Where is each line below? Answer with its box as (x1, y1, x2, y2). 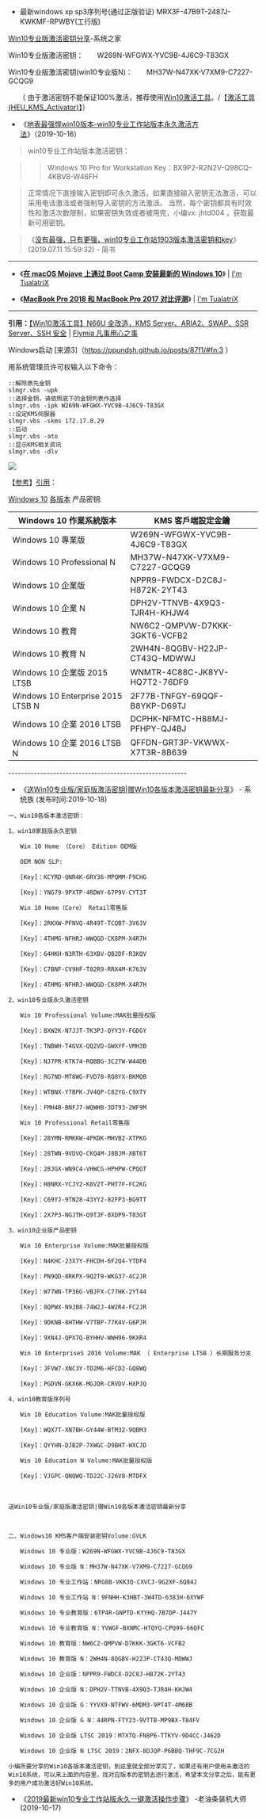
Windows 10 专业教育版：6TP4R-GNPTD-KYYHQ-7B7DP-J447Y (19, 1609, 198, 1617)
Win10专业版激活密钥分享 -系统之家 (8, 34, 121, 43)
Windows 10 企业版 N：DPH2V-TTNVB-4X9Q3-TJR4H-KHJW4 (19, 1686, 193, 1694)
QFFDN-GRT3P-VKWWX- (130, 737, 231, 747)
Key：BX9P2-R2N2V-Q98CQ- (154, 163, 253, 172)
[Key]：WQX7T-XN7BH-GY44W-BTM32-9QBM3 (19, 1426, 147, 1434)
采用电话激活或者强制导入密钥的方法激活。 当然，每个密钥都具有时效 (27, 198, 252, 208)
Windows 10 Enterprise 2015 (12, 690, 123, 701)
